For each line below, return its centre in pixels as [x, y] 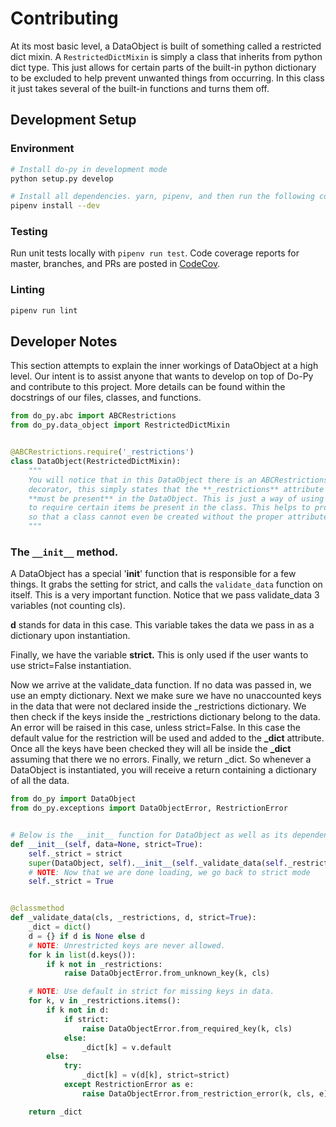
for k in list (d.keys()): [82, 955]
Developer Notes [64, 341]
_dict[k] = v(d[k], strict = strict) [155, 1075]
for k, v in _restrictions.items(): [105, 1001]
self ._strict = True [71, 882]
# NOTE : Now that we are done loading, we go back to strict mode [169, 872]
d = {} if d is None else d [86, 936]
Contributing [64, 18]
